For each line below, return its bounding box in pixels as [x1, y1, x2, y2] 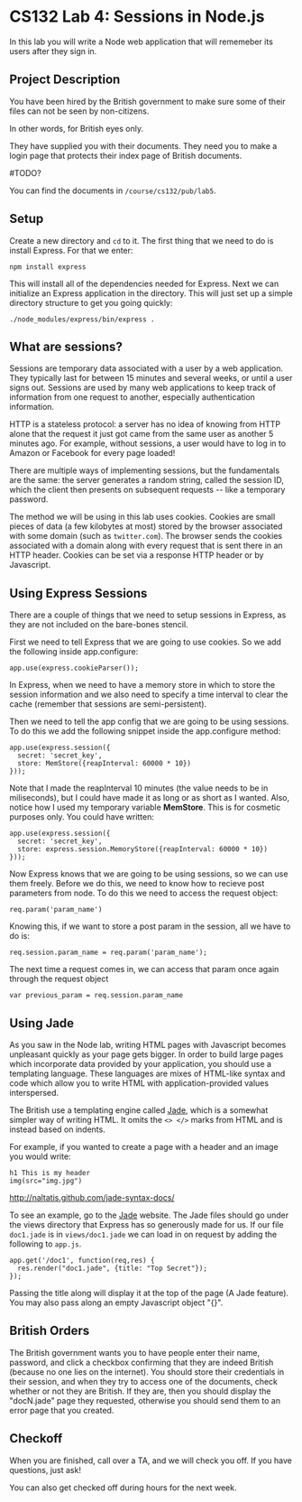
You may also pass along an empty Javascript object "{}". [9, 1297, 224, 1308]
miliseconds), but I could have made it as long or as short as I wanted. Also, [9, 793, 290, 803]
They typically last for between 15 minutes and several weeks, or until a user [9, 373, 293, 384]
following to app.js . [9, 1238, 82, 1249]
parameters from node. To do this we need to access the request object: [9, 887, 279, 899]
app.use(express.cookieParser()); [9, 663, 140, 673]
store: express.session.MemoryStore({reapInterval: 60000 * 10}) [17, 845, 269, 854]
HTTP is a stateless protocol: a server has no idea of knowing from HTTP [9, 419, 281, 430]
